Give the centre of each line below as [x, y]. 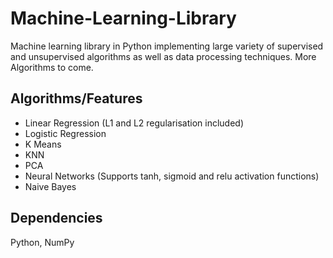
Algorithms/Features [76, 98]
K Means [43, 144]
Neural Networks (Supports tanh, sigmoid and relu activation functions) [172, 176]
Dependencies [56, 218]
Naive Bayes [50, 186]
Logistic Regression [65, 133]
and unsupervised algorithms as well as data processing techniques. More [163, 56]
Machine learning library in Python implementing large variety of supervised [167, 46]
